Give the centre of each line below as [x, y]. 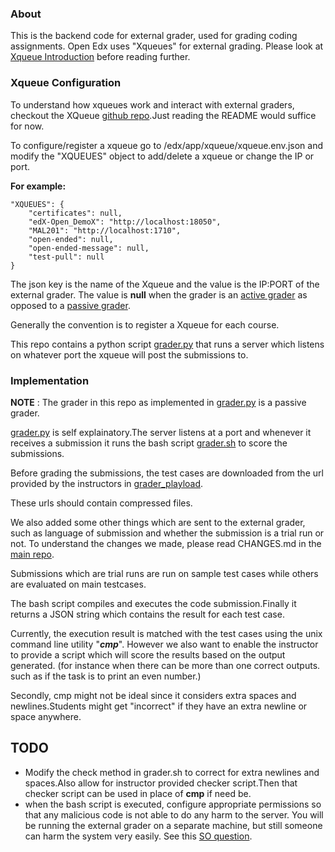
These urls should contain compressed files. [101, 503]
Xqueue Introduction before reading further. [100, 57]
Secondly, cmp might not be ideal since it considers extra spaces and [153, 695]
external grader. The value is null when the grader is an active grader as [159, 294]
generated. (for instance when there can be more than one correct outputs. [165, 665]
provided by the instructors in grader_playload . [107, 483]
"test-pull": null [66, 257]
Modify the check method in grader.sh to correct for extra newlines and [172, 772]
